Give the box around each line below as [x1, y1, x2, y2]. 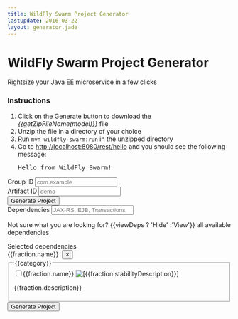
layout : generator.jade [7, 23, 78, 31]
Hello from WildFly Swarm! [17, 163, 112, 172]
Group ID [7, 177, 34, 186]
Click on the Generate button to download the [17, 112, 151, 120]
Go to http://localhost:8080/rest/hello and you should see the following [17, 142, 226, 150]
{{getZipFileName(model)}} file [17, 119, 109, 128]
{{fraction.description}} [13, 283, 82, 292]
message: [17, 150, 47, 158]
